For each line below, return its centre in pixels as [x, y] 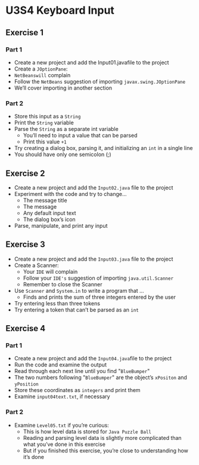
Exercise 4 [26, 328]
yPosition [27, 384]
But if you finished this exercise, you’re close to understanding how [106, 450]
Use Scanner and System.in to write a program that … [79, 290]
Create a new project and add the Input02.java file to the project [94, 187]
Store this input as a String [47, 117]
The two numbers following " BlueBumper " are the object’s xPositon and [100, 378]
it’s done [33, 457]
